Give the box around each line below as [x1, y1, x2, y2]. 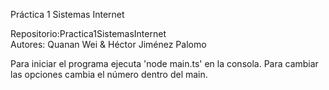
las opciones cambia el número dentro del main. [10, 69, 208, 80]
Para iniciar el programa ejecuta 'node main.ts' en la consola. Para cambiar [10, 58, 319, 69]
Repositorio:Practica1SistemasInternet [10, 28, 167, 39]
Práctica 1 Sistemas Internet [10, 9, 125, 20]
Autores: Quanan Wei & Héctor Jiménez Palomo [10, 39, 207, 50]
